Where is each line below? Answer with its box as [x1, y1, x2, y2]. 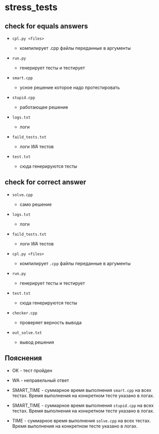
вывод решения [19, 339, 54, 345]
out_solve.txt [12, 330, 42, 335]
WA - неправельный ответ [12, 377, 69, 383]
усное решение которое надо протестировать [19, 84, 120, 90]
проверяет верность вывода [19, 319, 82, 325]
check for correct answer [5, 178, 87, 187]
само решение [19, 201, 52, 207]
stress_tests [5, 2, 58, 13]
